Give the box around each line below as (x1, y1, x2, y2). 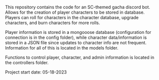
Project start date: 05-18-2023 (5, 69, 67, 75)
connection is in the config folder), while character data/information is (5, 34, 147, 40)
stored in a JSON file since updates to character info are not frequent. (5, 40, 147, 46)
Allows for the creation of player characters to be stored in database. (5, 9, 145, 15)
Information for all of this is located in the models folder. (5, 45, 119, 51)
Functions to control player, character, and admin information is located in (5, 54, 155, 60)
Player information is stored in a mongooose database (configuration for (5, 29, 152, 35)
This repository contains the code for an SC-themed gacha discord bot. (5, 4, 150, 10)
